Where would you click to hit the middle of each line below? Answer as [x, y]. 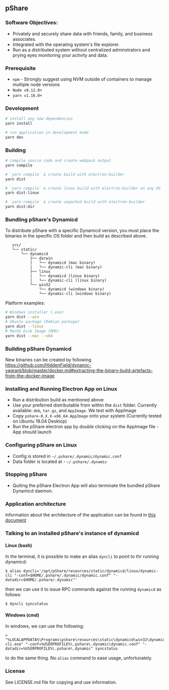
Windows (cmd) [22, 615]
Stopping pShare [26, 475]
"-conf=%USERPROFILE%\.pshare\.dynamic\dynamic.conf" [83, 644]
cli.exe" [14, 644]
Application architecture [36, 504]
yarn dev [14, 137]
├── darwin [41, 258]
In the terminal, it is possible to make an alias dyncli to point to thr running [82, 556]
